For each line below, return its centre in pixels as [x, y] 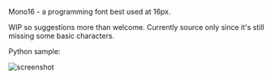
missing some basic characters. [62, 36]
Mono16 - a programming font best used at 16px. [90, 12]
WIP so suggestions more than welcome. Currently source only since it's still [137, 27]
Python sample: [34, 51]
